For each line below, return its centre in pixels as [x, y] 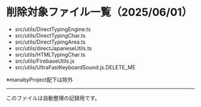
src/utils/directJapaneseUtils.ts [53, 48]
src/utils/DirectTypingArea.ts [50, 42]
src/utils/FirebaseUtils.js [45, 61]
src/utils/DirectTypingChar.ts [50, 35]
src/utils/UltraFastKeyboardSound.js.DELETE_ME [75, 67]
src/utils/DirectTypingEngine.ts [53, 29]
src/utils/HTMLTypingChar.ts [50, 54]
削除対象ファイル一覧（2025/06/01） [99, 12]
